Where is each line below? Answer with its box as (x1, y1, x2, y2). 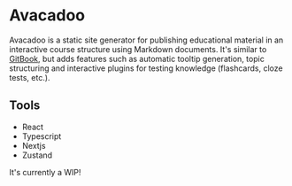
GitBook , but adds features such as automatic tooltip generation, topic (9, 53, 265, 64)
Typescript (21, 130, 62, 142)
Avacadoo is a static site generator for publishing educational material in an (9, 35, 284, 45)
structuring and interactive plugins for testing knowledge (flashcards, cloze (9, 63, 283, 74)
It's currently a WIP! (9, 167, 81, 177)
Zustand (21, 150, 53, 160)
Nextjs (21, 140, 46, 151)
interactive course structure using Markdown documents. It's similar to (9, 43, 267, 54)
